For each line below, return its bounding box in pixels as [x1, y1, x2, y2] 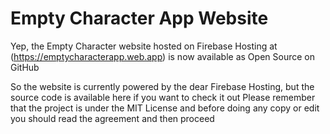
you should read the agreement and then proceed [10, 112, 215, 124]
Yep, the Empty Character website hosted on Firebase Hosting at [10, 40, 278, 52]
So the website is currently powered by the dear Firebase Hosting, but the [10, 80, 315, 92]
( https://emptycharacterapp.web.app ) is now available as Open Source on [10, 50, 315, 62]
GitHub [10, 61, 40, 73]
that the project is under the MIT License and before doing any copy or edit [10, 102, 320, 114]
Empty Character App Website [10, 7, 269, 30]
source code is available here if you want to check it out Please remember [10, 91, 316, 103]
